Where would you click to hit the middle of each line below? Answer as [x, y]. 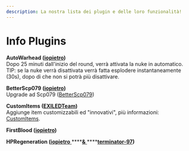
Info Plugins [36, 41]
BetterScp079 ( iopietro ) [36, 88]
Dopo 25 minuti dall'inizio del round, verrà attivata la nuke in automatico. [94, 64]
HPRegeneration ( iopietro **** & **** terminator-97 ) [70, 141]
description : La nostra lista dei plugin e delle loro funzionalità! [94, 12]
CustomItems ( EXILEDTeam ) [42, 106]
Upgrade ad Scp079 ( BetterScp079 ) [50, 94]
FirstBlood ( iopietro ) [31, 130]
